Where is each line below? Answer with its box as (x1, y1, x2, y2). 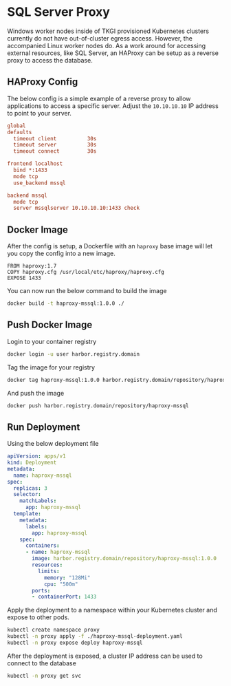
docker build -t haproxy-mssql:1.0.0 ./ (7, 300, 125, 307)
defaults (7, 129, 32, 136)
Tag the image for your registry (7, 363, 95, 372)
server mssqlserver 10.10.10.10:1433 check (13, 204, 140, 212)
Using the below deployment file (7, 440, 99, 448)
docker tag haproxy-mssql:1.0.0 (7, 376, 100, 383)
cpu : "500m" (43, 581, 78, 588)
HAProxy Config (7, 76, 78, 88)
